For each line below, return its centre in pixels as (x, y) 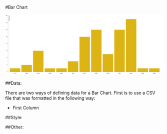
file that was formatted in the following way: (50, 98)
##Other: (14, 127)
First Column (25, 108)
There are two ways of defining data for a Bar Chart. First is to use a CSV (80, 93)
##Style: (14, 117)
